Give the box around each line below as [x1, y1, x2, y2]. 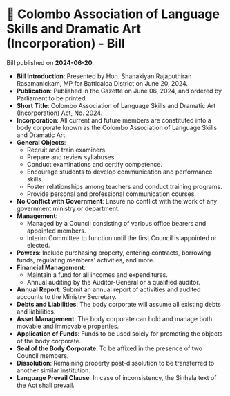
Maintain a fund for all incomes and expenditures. [26, 270, 169, 279]
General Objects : [16, 138, 66, 146]
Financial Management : [16, 263, 86, 271]
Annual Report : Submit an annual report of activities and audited [16, 285, 201, 294]
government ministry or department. [16, 204, 120, 213]
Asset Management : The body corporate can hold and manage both [16, 314, 213, 323]
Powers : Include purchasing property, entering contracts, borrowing [16, 249, 211, 257]
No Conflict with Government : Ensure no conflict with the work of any [16, 197, 218, 205]
